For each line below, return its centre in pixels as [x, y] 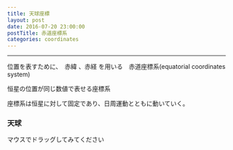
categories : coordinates [43, 40]
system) [19, 74]
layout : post [26, 20]
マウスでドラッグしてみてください [56, 140]
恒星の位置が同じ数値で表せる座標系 [59, 89]
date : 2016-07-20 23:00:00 [46, 26]
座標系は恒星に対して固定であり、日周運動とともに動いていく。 [98, 103]
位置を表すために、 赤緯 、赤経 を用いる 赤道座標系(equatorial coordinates [116, 67]
